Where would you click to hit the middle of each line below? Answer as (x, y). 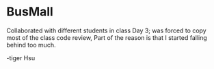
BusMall (30, 12)
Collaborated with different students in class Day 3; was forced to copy (106, 30)
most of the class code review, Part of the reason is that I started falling (107, 37)
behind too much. (31, 45)
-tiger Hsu (21, 57)
